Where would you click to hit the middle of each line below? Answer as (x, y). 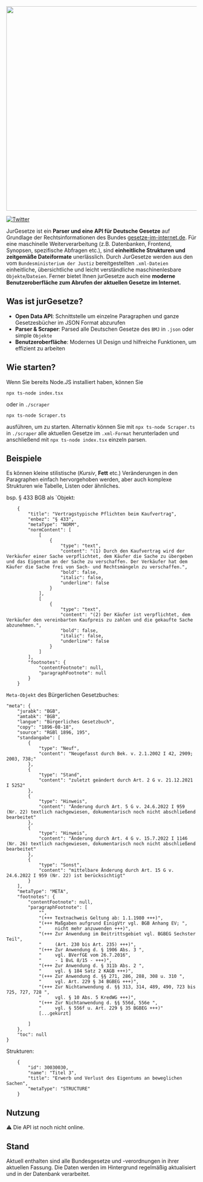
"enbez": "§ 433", (51, 520)
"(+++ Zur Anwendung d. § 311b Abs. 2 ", (92, 966)
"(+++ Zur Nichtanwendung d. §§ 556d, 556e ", (98, 1003)
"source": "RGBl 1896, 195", (54, 732)
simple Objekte (34, 335)
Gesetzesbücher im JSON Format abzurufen (70, 322)
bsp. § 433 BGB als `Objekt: (41, 498)
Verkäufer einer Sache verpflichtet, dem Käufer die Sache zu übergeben (100, 557)
